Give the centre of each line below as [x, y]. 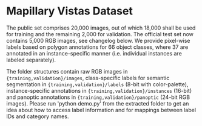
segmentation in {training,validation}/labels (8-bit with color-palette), [97, 84]
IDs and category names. [38, 116]
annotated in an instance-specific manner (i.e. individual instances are [94, 53]
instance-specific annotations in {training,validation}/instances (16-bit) [99, 90]
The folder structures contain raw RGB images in [67, 71]
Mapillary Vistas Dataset [70, 11]
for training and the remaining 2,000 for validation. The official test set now [100, 34]
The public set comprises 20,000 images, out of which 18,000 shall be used [101, 28]
